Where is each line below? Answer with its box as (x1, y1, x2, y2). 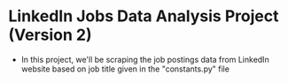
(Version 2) (8, 25, 92, 45)
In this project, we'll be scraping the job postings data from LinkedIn (20, 54, 269, 64)
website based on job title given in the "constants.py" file (20, 64, 230, 74)
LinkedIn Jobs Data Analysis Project (8, 6, 279, 26)
